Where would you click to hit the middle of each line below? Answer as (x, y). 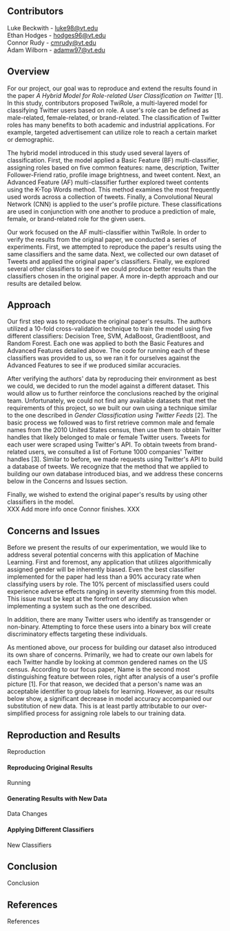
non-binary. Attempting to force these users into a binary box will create (109, 627)
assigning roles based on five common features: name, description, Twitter (113, 167)
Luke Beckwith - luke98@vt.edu (53, 28)
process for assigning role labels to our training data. (111, 713)
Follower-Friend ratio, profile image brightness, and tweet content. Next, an (114, 174)
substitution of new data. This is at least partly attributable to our (99, 706)
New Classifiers (29, 845)
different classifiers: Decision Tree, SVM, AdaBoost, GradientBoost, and (109, 336)
